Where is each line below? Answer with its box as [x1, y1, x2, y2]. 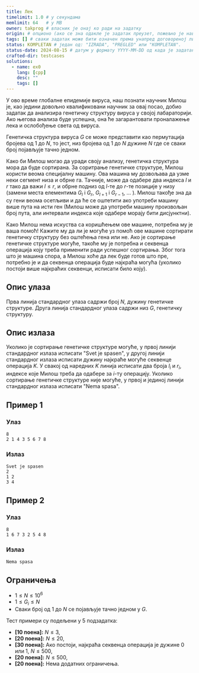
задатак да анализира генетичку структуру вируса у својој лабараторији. [6, 109, 192, 116]
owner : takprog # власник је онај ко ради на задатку [6, 25, 142, 31]
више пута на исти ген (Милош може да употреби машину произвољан [6, 203, 188, 210]
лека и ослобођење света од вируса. [6, 122, 101, 129]
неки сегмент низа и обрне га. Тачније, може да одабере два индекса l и [6, 176, 191, 183]
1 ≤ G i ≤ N [14, 598, 40, 607]
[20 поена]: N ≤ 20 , [14, 635, 65, 642]
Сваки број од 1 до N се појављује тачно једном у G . [14, 606, 147, 613]
